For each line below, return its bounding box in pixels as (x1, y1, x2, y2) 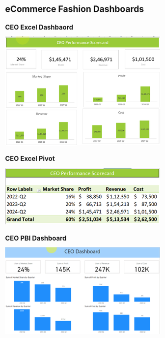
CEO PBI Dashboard (5, 234, 67, 242)
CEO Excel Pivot (5, 154, 55, 163)
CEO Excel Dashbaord (5, 23, 74, 31)
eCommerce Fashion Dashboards (5, 3, 144, 15)
